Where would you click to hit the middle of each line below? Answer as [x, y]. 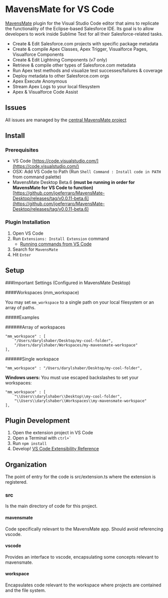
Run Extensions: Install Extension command [61, 238]
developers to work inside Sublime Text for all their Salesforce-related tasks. [84, 34]
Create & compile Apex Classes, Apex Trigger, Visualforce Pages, [80, 49]
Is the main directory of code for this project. [51, 506]
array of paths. [21, 307]
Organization [26, 464]
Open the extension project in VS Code [53, 433]
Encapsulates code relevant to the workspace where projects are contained [83, 585]
